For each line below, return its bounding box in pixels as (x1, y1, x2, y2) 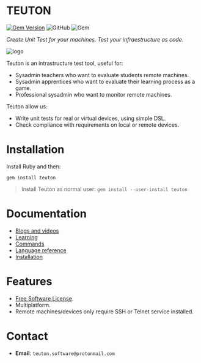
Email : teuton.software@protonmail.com (15, 350, 115, 357)
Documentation (6, 207, 87, 221)
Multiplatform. (15, 301, 51, 309)
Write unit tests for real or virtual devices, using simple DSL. (15, 114, 166, 122)
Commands (15, 240, 45, 247)
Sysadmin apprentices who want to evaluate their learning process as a (15, 78, 196, 85)
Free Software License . (15, 294, 74, 302)
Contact (6, 329, 48, 343)
